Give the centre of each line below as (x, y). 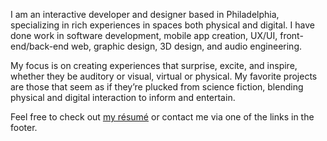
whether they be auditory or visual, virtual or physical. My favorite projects (164, 76)
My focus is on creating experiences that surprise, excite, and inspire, (154, 65)
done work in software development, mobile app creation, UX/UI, (144, 35)
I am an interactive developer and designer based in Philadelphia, (145, 14)
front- (291, 35)
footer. (24, 127)
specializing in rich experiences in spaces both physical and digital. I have (162, 25)
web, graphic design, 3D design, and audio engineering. (186, 46)
